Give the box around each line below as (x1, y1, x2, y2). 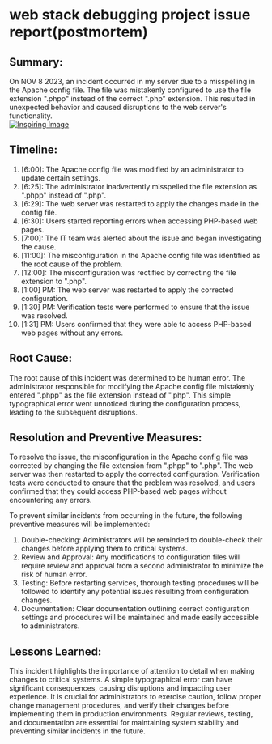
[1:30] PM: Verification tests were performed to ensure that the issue (20, 302, 250, 312)
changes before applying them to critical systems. (20, 544, 189, 554)
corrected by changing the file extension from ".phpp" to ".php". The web (9, 461, 253, 470)
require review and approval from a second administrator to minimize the (20, 561, 264, 571)
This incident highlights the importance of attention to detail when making (9, 666, 255, 676)
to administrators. (20, 621, 80, 631)
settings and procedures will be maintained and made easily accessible (20, 613, 260, 623)
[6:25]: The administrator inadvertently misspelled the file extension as (20, 181, 257, 191)
